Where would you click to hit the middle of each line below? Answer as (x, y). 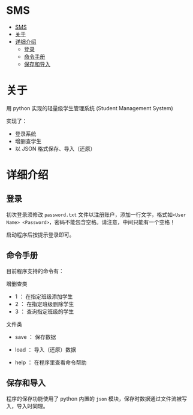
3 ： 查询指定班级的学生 (44, 311)
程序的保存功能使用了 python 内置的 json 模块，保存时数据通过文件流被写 (97, 398)
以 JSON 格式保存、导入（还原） (55, 149)
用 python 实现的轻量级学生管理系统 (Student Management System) (90, 108)
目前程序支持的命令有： (35, 271)
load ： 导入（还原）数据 (46, 349)
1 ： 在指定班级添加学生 (44, 296)
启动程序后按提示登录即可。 (40, 235)
